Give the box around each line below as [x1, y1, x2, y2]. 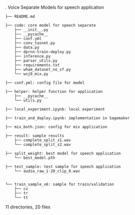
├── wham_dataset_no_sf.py [14, 67, 71, 72]
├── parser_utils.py [14, 58, 58, 63]
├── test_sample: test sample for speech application [5, 164, 121, 169]
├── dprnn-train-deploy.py [14, 49, 71, 55]
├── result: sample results [5, 133, 65, 138]
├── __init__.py [14, 27, 49, 32]
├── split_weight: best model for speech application [5, 151, 121, 156]
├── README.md [5, 14, 35, 19]
